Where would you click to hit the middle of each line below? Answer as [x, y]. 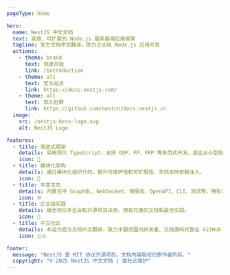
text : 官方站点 [44, 83]
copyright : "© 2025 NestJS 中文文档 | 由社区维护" [82, 261]
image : [22, 115]
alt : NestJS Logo [44, 128]
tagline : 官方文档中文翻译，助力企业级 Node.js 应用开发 [87, 45]
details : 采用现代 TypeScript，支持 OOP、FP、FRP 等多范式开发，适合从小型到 [121, 153]
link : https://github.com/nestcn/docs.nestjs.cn [95, 109]
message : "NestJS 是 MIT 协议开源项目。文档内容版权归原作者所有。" [102, 254]
